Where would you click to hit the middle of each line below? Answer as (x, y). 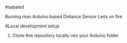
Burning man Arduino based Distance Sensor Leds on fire (64, 16)
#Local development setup (32, 26)
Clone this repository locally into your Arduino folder (65, 35)
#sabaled (15, 7)
